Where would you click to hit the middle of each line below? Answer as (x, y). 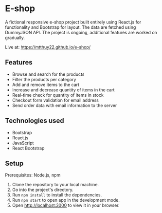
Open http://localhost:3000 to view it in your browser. (66, 205)
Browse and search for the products (48, 74)
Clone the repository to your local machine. (55, 185)
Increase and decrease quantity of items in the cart (63, 90)
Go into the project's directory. (43, 190)
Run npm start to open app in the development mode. (66, 200)
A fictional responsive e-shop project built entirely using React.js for (73, 22)
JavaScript (23, 143)
